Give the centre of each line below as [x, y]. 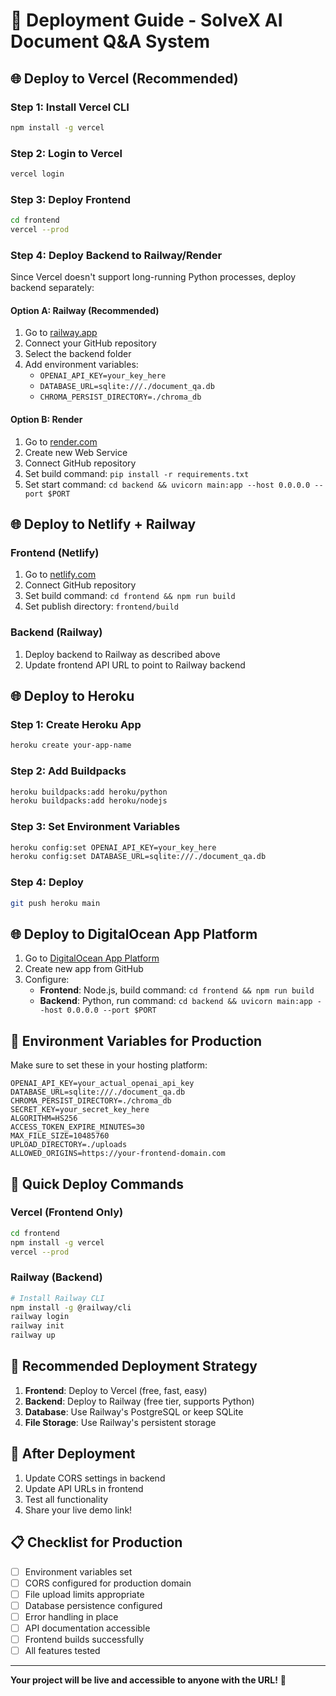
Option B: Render [46, 420]
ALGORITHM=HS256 [44, 1119]
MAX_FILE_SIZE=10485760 [60, 1136]
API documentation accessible [87, 1628]
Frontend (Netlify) [55, 552]
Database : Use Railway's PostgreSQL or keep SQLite [134, 1411]
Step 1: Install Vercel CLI [70, 107]
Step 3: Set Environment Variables [95, 827]
